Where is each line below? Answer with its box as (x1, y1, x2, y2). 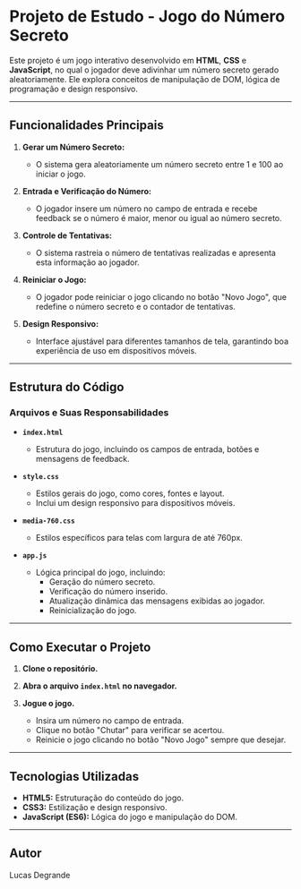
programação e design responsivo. (9, 83, 139, 94)
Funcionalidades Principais (9, 118, 164, 133)
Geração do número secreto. (48, 577, 156, 587)
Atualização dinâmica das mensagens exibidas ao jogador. (48, 595, 266, 606)
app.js (21, 551, 47, 560)
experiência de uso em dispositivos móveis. (35, 345, 197, 355)
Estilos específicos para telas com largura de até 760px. (35, 533, 244, 543)
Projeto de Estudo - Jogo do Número (9, 6, 285, 27)
